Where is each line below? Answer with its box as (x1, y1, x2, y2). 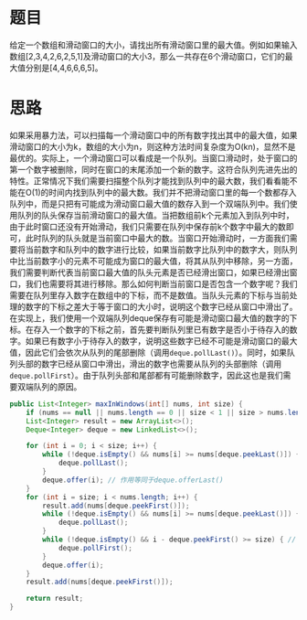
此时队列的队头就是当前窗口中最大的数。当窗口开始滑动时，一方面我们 (25, 232, 290, 243)
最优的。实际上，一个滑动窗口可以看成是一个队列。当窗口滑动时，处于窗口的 (9, 152, 298, 164)
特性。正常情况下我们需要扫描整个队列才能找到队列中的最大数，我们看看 (9, 175, 281, 187)
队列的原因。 (33, 380, 82, 392)
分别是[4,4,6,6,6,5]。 (25, 62, 103, 73)
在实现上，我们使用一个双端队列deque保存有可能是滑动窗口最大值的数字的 (9, 312, 290, 324)
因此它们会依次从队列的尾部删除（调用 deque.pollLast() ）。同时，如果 (25, 347, 288, 358)
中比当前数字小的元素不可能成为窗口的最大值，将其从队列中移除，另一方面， (9, 255, 298, 266)
